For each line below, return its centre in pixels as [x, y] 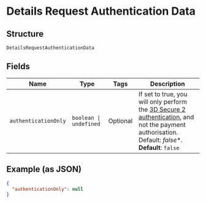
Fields [18, 66]
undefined [86, 124]
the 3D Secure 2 [162, 109]
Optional [120, 120]
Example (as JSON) [44, 169]
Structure [25, 34]
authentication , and [166, 117]
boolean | [86, 118]
